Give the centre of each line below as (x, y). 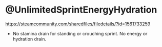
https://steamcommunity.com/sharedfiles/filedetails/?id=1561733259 (78, 24)
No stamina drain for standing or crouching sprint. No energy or (80, 33)
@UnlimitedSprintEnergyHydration (81, 10)
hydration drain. (29, 39)
